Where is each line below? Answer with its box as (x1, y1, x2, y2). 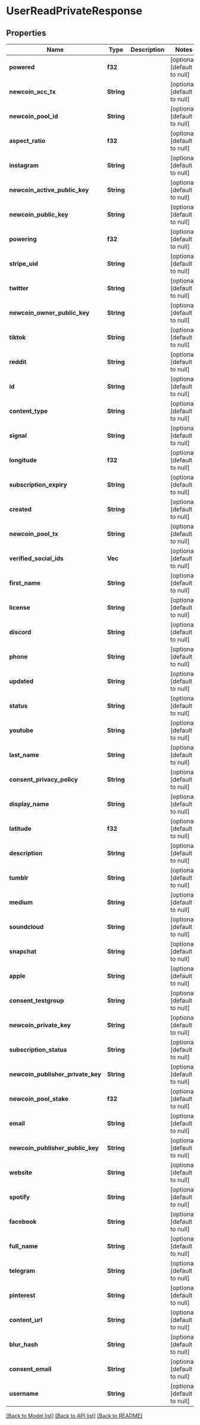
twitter (9, 284, 29, 292)
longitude (9, 456, 37, 464)
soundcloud (9, 923, 44, 931)
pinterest (9, 1291, 36, 1299)
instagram (9, 161, 39, 169)
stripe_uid (9, 260, 39, 267)
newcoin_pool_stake (9, 1095, 68, 1103)
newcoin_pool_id (9, 112, 58, 120)
